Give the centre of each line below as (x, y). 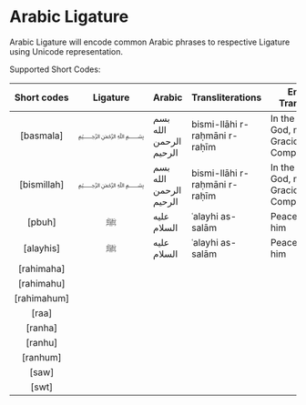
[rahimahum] (42, 298)
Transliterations (226, 97)
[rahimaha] (41, 268)
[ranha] (42, 328)
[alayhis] (41, 248)
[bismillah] (42, 184)
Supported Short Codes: (55, 69)
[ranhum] (41, 357)
